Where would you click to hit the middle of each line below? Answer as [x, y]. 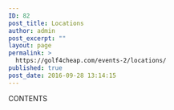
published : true [35, 68]
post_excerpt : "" [37, 38]
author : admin [32, 31]
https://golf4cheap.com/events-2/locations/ [91, 61]
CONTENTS [28, 98]
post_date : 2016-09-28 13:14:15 [62, 75]
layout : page [30, 46]
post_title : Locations [46, 23]
